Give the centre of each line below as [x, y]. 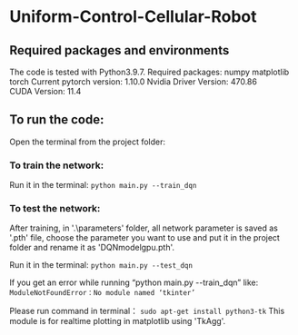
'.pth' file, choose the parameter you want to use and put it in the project [144, 238]
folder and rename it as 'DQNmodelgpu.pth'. [92, 248]
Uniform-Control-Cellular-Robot [133, 17]
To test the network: [55, 209]
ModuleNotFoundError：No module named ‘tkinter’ [102, 293]
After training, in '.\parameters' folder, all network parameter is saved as [144, 228]
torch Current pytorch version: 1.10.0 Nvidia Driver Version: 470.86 [133, 82]
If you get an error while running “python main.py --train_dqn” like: [134, 282]
